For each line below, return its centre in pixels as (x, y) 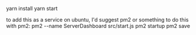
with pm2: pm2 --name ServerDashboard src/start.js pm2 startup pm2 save (98, 26)
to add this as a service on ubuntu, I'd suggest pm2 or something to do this (97, 20)
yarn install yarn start (32, 8)
